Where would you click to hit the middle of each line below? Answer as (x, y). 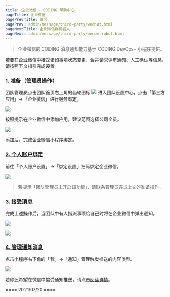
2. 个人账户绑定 (24, 155)
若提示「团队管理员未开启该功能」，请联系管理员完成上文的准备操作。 (90, 187)
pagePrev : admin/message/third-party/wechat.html (59, 24)
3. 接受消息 (19, 201)
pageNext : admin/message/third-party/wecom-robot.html (65, 34)
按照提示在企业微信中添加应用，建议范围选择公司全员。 (63, 119)
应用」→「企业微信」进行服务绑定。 (43, 99)
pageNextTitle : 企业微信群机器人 (38, 29)
